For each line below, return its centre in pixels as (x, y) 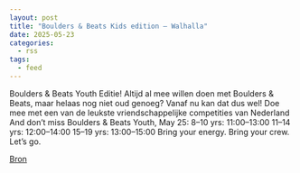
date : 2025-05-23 (42, 34)
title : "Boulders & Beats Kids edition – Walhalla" (108, 26)
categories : (32, 43)
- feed (30, 68)
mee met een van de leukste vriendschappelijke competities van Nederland (150, 113)
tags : (19, 59)
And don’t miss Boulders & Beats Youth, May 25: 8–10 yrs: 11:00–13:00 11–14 (150, 122)
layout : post (34, 18)
